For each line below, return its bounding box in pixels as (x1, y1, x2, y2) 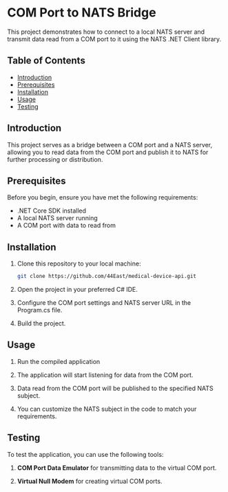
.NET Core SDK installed (17, 206, 87, 215)
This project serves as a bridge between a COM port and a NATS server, (7, 140, 213, 149)
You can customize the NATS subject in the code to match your (17, 405, 197, 413)
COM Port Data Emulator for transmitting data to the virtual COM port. (17, 463, 217, 472)
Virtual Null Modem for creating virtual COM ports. (17, 477, 163, 485)
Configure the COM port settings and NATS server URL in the (17, 299, 191, 307)
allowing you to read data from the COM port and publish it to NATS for (7, 148, 209, 156)
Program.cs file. (17, 306, 63, 314)
